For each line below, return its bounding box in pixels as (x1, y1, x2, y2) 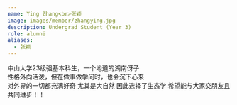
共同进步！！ (7, 90, 45, 99)
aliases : (7, 37, 33, 44)
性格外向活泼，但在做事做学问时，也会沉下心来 (7, 72, 144, 81)
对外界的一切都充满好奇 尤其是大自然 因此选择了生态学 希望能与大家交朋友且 (7, 82, 231, 89)
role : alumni (7, 30, 46, 38)
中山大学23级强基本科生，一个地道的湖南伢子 (7, 64, 140, 72)
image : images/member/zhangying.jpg (7, 17, 116, 24)
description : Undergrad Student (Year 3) (7, 23, 132, 31)
